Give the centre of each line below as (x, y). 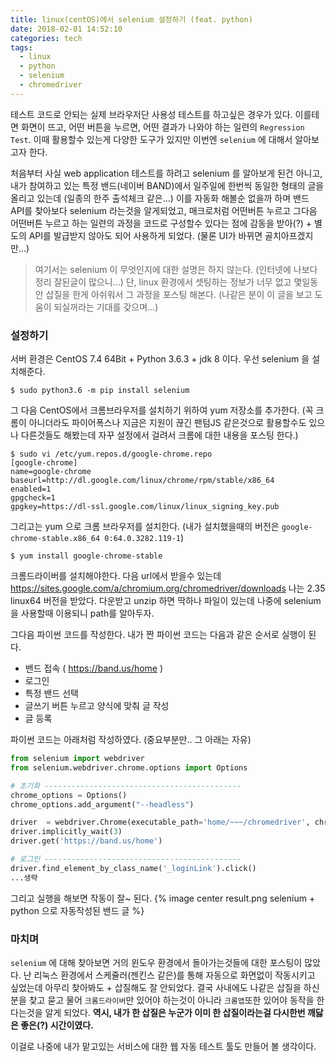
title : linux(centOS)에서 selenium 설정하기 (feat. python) (131, 19)
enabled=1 (31, 489)
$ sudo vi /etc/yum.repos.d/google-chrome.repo (111, 454)
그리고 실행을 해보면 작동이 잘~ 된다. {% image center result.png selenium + (163, 898)
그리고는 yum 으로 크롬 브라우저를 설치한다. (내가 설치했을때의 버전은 (145, 527)
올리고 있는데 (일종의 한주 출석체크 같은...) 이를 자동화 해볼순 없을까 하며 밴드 (160, 198)
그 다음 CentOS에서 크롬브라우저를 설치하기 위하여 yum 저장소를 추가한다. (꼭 (162, 410)
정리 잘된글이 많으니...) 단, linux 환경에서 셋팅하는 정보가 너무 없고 (163, 282)
